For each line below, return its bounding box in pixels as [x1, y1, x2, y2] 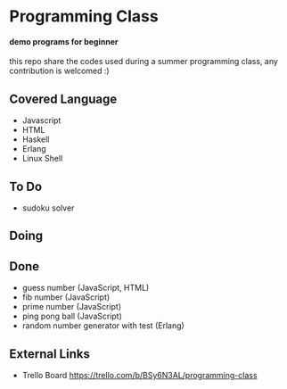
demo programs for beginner [9, 36, 119, 46]
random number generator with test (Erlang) [21, 320, 184, 331]
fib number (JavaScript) [21, 292, 111, 302]
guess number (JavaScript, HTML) [21, 283, 150, 294]
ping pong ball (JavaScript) [21, 310, 123, 322]
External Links [9, 346, 91, 361]
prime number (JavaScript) [21, 302, 122, 312]
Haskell [21, 134, 50, 145]
